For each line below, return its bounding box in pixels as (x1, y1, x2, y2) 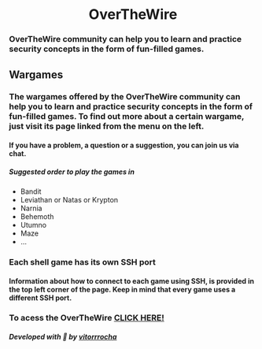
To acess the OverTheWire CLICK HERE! (9, 313, 164, 324)
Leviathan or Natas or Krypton (20, 195, 119, 204)
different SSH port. (9, 293, 72, 303)
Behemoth (20, 211, 54, 221)
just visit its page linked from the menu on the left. (9, 121, 205, 132)
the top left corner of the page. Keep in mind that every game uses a (9, 284, 236, 294)
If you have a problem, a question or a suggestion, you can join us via (9, 140, 239, 150)
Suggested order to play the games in (9, 167, 135, 176)
